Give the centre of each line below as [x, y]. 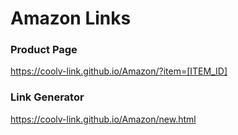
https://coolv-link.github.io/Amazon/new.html [103, 119]
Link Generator [47, 97]
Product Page [44, 50]
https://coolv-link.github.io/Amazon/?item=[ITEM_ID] [119, 71]
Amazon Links [71, 18]
